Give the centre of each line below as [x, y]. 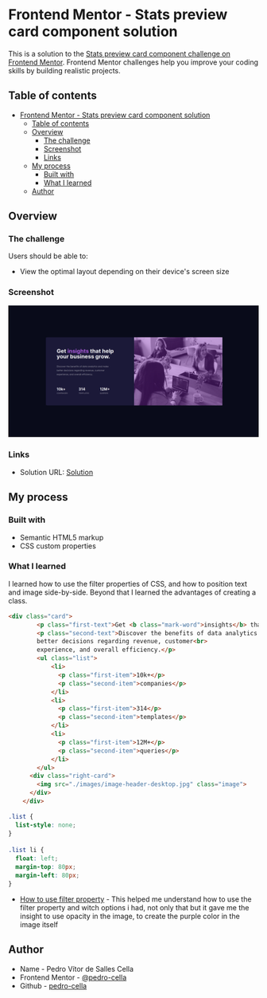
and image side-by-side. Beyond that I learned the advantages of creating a [132, 592]
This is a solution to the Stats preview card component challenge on [119, 53]
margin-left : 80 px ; [48, 876]
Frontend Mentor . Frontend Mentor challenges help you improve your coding [133, 62]
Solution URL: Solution [56, 472]
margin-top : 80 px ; [46, 867]
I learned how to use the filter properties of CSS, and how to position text [128, 583]
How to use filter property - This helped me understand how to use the [135, 899]
